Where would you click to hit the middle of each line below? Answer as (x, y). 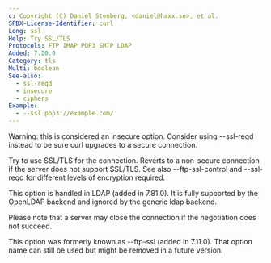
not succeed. (30, 226)
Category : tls (32, 61)
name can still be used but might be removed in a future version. (116, 250)
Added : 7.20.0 (32, 53)
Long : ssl (25, 31)
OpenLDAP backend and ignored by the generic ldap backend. (112, 202)
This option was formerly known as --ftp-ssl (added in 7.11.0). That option (130, 242)
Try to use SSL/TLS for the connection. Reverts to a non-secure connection (134, 161)
